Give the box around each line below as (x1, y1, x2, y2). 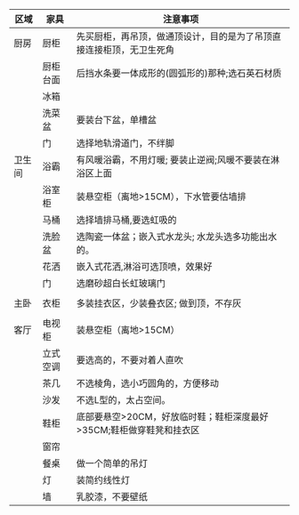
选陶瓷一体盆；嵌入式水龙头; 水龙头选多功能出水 (76, 230, 278, 243)
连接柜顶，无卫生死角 (85, 44, 175, 56)
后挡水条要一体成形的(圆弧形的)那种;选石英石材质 (76, 67, 282, 79)
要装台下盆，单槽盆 (76, 114, 158, 125)
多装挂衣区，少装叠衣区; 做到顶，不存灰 (76, 297, 242, 310)
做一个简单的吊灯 (76, 457, 149, 470)
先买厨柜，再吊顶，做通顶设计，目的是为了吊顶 (76, 30, 273, 43)
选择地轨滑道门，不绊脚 (76, 137, 175, 149)
